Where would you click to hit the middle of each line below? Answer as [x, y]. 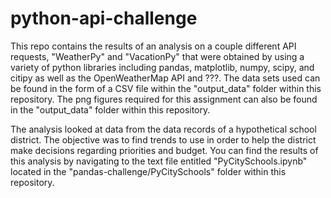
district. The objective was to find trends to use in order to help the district [163, 139]
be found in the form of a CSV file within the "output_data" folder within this [166, 88]
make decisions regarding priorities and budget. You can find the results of [164, 150]
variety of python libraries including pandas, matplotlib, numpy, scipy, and [162, 67]
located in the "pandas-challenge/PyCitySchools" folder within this [148, 171]
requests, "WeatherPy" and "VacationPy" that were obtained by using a [157, 56]
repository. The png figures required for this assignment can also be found [164, 99]
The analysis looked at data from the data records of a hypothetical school [163, 129]
